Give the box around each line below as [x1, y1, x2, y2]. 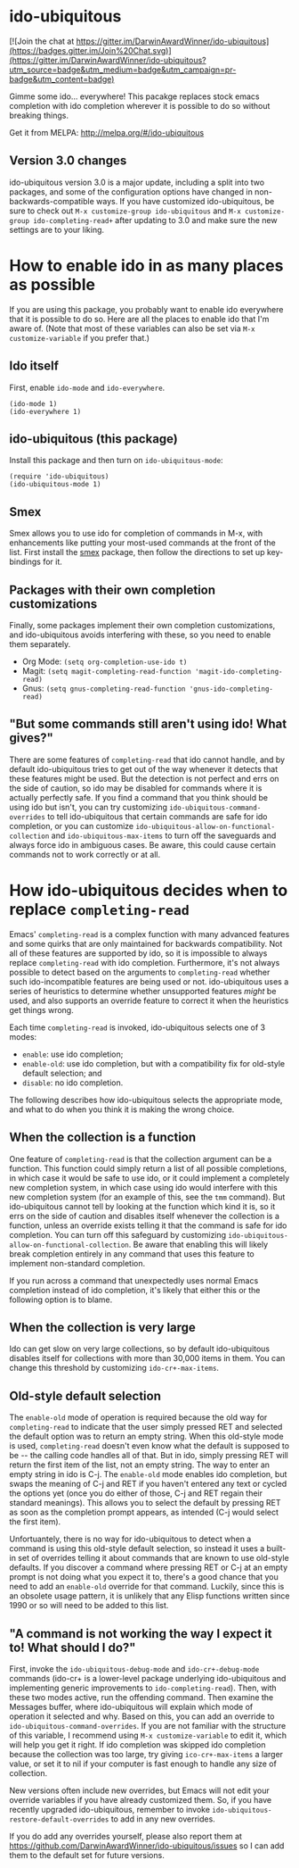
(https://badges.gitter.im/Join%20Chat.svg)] [9, 45, 172, 55]
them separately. [9, 638, 71, 649]
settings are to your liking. [9, 224, 105, 235]
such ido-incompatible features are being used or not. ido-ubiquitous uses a [9, 976, 289, 987]
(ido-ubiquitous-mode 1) [9, 480, 101, 489]
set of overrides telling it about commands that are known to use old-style [17, 1553, 289, 1564]
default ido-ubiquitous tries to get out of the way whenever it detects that [9, 763, 279, 774]
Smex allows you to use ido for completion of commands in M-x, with [9, 528, 263, 539]
